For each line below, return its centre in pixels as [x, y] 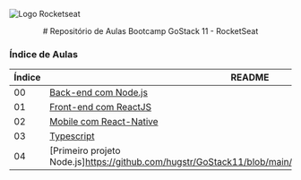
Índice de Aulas [44, 54]
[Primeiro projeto [85, 150]
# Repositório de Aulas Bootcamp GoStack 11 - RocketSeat [150, 31]
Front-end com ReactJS [100, 107]
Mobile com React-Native [103, 122]
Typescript [72, 136]
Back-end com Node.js [98, 92]
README [250, 78]
